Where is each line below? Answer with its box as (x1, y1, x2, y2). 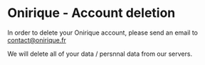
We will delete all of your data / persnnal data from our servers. (7, 49, 193, 58)
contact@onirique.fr (7, 35, 66, 44)
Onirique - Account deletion (7, 5, 176, 21)
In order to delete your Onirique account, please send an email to (7, 28, 198, 37)
